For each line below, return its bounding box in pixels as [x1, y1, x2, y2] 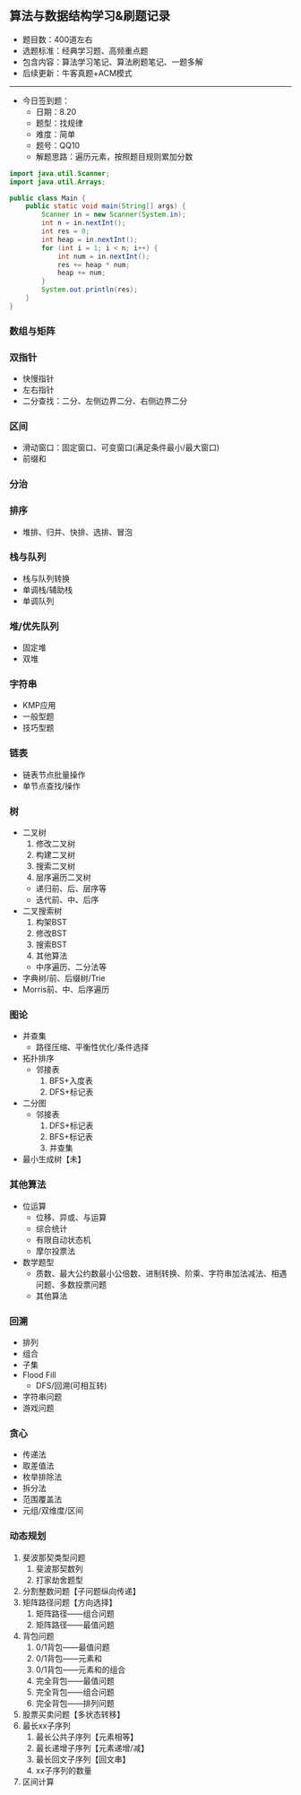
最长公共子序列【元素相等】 [35, 1731, 139, 1742]
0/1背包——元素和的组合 [35, 1664, 126, 1675]
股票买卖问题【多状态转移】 [21, 1709, 125, 1720]
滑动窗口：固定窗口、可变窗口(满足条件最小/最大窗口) [21, 442, 220, 453]
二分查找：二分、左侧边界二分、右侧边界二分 [21, 395, 188, 406]
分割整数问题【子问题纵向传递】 [21, 1585, 141, 1596]
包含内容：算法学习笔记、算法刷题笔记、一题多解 [21, 56, 203, 67]
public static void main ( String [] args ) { [25, 202, 186, 211]
